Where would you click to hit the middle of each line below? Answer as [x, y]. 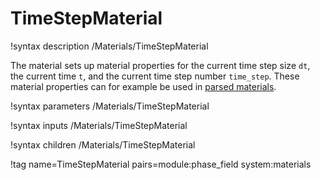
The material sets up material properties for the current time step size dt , [160, 65]
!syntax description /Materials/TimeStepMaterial [109, 46]
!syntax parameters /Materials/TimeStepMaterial [110, 106]
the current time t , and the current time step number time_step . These [155, 76]
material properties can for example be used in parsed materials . [143, 86]
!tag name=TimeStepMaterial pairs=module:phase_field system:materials [161, 164]
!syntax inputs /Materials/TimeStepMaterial [99, 125]
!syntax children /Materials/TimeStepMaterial [103, 144]
